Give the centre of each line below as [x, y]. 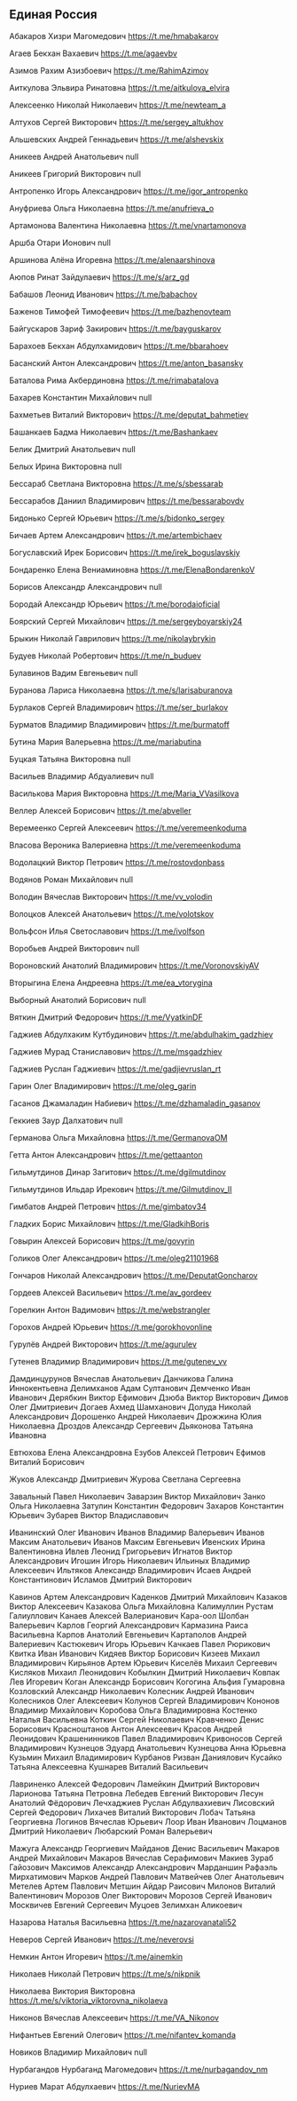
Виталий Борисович [47, 1461]
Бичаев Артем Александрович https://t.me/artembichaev [116, 535]
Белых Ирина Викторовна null [66, 466]
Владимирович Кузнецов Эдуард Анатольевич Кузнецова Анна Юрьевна [148, 1747]
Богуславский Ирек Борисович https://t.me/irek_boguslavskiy [125, 552]
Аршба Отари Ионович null [60, 243]
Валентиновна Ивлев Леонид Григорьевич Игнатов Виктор [121, 1551]
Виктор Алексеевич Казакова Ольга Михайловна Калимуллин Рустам [141, 1606]
